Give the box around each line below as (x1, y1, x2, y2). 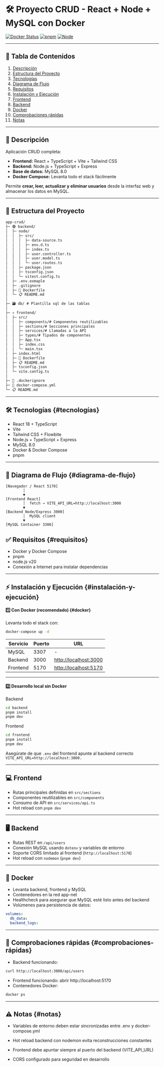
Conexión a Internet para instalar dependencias (12, 564, 109, 570)
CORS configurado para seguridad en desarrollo (12, 1056, 110, 1062)
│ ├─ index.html (5, 351, 41, 356)
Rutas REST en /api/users (12, 840, 66, 845)
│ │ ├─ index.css (5, 342, 45, 347)
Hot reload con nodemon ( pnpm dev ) (12, 855, 81, 861)
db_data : (10, 916, 28, 921)
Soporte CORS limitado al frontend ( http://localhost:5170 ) (12, 850, 132, 856)
